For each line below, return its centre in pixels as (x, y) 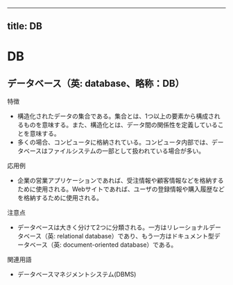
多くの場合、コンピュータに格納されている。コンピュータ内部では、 (114, 142)
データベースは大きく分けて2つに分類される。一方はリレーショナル (113, 227)
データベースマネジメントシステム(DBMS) (77, 275)
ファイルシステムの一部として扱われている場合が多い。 (126, 151)
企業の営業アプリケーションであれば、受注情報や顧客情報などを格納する (120, 181)
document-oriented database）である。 (120, 245)
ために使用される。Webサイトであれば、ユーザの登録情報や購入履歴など (121, 189)
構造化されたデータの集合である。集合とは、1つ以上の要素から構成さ (116, 116)
